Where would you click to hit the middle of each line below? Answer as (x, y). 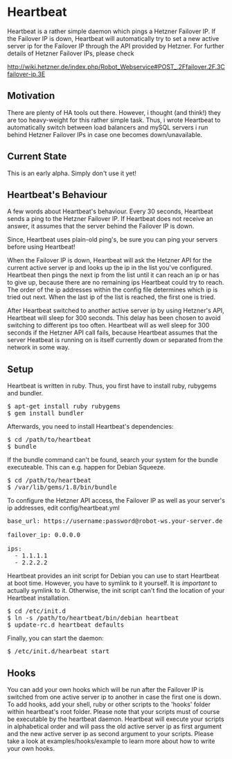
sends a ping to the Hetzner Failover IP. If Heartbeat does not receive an (110, 219)
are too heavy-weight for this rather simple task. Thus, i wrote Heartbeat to (114, 120)
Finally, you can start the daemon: (55, 639)
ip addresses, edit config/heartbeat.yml (63, 508)
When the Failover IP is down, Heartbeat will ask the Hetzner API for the (110, 260)
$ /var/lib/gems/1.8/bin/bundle (62, 488)
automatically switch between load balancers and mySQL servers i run (108, 127)
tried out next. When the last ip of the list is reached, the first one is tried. (111, 297)
